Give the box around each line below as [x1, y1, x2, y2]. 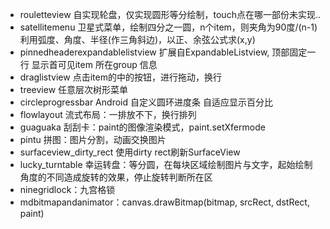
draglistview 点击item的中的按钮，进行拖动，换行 [19, 71, 222, 83]
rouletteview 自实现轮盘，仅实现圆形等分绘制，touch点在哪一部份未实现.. [19, 9, 321, 20]
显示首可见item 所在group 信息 [31, 59, 158, 70]
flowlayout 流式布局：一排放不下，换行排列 [19, 109, 197, 120]
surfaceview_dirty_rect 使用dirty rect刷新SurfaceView [19, 146, 241, 158]
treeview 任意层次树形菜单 [19, 84, 129, 95]
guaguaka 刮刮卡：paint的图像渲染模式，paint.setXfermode [19, 121, 266, 133]
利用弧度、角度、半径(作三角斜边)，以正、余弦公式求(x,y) [19, 34, 256, 45]
